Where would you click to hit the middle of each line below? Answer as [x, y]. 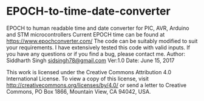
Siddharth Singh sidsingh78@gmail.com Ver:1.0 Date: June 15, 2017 [90, 60]
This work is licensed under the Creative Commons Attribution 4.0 [89, 72]
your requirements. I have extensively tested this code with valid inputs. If [98, 47]
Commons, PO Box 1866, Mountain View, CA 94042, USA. [79, 91]
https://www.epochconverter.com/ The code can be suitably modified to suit [102, 41]
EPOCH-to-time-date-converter [89, 11]
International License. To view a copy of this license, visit [77, 78]
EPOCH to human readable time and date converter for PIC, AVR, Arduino [98, 28]
